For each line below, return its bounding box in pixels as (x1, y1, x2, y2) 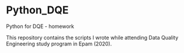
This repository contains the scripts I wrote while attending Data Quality (6, 34, 179, 41)
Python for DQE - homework (6, 23, 75, 30)
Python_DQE (6, 3, 69, 17)
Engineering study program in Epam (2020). (6, 40, 112, 47)
